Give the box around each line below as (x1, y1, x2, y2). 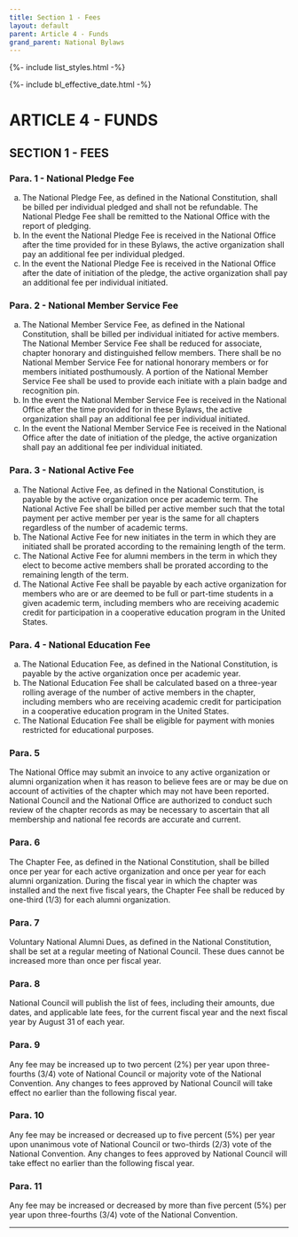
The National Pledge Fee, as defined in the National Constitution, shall (21, 193, 278, 203)
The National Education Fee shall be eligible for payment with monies (21, 715, 275, 726)
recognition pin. (21, 385, 80, 396)
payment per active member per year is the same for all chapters (21, 512, 260, 524)
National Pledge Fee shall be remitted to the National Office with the (21, 211, 271, 222)
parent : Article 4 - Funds (9, 29, 109, 38)
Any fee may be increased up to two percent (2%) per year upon (9, 1059, 246, 1069)
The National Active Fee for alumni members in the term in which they (21, 550, 278, 561)
